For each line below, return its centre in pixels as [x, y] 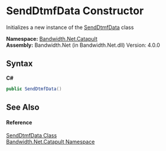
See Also [23, 107]
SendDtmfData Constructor [75, 11]
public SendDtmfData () [34, 89]
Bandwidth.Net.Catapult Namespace [51, 142]
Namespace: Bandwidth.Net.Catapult [52, 38]
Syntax [19, 64]
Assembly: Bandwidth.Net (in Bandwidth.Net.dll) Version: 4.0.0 [83, 45]
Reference [19, 122]
